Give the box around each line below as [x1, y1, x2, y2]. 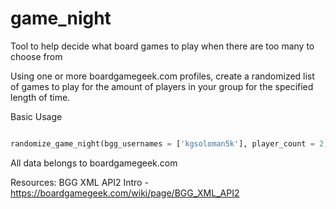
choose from [10, 50, 63, 62]
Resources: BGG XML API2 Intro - [10, 176, 149, 188]
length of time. [10, 91, 71, 103]
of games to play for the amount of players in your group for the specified [10, 80, 314, 92]
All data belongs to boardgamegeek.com [10, 157, 178, 169]
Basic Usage [10, 110, 63, 122]
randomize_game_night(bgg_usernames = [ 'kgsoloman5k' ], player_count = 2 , [10, 138, 329, 149]
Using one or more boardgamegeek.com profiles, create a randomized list [10, 70, 315, 82]
